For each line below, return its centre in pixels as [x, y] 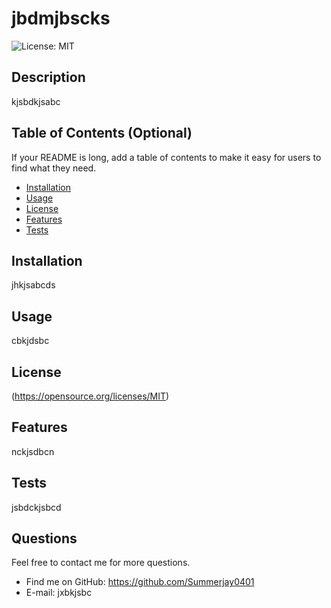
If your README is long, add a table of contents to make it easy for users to [166, 157]
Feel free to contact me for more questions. [101, 563]
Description [48, 77]
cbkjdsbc [30, 341]
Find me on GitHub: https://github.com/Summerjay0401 [140, 582]
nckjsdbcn [33, 451]
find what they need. [54, 168]
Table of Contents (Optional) [102, 133]
